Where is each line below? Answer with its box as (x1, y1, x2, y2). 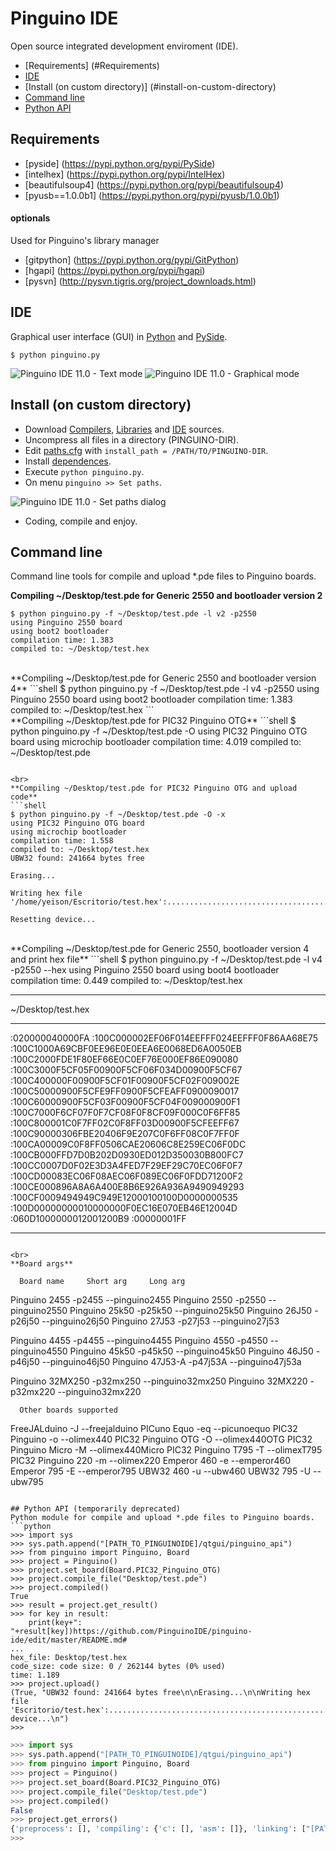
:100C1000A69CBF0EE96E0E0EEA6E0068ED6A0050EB (10, 1043, 242, 1055)
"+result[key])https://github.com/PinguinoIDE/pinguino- (10, 1627, 253, 1637)
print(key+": (28, 1618, 83, 1628)
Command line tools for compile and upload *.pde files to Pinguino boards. (10, 570, 317, 582)
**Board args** (10, 1259, 74, 1269)
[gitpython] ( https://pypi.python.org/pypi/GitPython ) (24, 253, 240, 266)
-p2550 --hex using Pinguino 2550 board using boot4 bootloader (10, 964, 280, 976)
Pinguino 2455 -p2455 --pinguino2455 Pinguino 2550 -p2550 (10, 1294, 267, 1306)
